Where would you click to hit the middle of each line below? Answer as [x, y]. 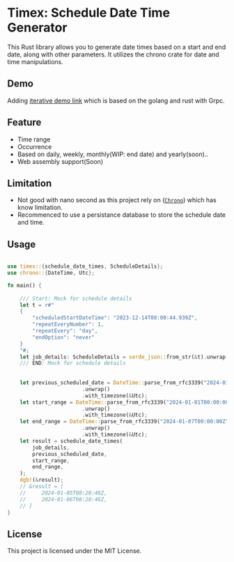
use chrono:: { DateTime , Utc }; [51, 273]
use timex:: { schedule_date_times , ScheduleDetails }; [85, 266]
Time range [34, 139]
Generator [37, 28]
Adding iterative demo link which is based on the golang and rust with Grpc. [116, 100]
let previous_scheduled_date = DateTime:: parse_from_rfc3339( [112, 383]
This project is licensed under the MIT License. [75, 551]
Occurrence [34, 146]
